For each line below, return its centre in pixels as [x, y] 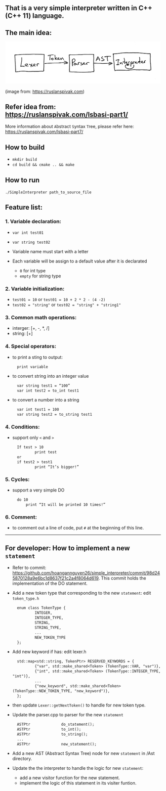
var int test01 [28, 233]
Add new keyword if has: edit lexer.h [49, 652]
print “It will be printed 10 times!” [65, 505]
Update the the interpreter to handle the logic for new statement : [78, 768]
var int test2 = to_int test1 [48, 391]
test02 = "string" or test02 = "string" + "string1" [66, 305]
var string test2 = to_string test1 [55, 414]
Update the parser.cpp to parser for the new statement [68, 715]
